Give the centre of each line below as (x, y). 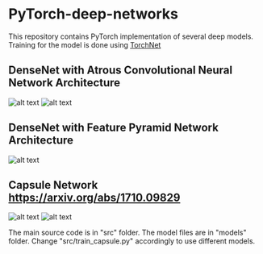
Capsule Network (53, 185)
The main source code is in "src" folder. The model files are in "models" (127, 233)
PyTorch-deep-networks (94, 14)
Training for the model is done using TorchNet (85, 44)
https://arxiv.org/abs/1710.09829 (94, 197)
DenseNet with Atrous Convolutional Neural (120, 71)
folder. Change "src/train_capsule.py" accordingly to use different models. (132, 241)
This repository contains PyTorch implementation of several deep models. (131, 36)
